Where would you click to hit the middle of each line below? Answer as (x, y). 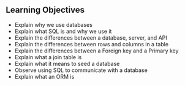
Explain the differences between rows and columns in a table (92, 44)
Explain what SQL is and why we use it (63, 31)
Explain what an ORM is (44, 76)
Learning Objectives (45, 10)
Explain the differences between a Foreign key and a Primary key (96, 51)
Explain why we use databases (54, 24)
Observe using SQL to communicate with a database (81, 70)
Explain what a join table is (48, 57)
